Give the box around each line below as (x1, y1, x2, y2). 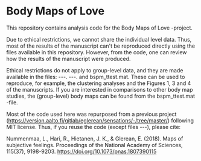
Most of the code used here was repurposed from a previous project (6, 110, 177, 118)
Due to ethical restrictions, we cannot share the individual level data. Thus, (6, 36, 192, 43)
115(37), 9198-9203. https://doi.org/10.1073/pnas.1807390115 (6, 148, 157, 155)
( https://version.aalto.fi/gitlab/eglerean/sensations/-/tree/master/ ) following (6, 116, 194, 124)
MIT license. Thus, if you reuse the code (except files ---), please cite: (6, 123, 181, 130)
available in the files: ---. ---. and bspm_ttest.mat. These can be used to (6, 73, 185, 80)
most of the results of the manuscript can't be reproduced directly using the (6, 42, 195, 49)
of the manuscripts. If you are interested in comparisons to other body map (6, 86, 193, 93)
